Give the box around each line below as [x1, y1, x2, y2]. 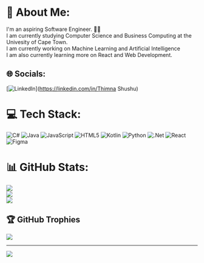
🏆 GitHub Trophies [6, 215, 81, 225]
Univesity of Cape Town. [6, 38, 68, 45]
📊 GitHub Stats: [6, 160, 89, 174]
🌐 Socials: [6, 69, 46, 79]
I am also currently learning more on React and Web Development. [6, 51, 173, 58]
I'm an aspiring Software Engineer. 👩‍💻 [6, 25, 101, 33]
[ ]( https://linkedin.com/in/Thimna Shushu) [6, 85, 138, 92]
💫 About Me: [6, 5, 70, 19]
